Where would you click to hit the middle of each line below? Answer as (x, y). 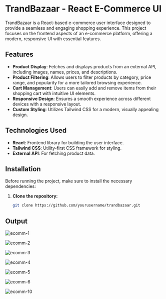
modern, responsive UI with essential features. (53, 39)
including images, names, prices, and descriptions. (65, 72)
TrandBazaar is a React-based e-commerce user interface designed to (78, 23)
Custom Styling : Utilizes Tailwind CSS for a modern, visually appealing (85, 109)
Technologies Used (36, 130)
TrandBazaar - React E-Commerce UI (83, 9)
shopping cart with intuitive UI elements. (54, 93)
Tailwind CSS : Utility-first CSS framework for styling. (67, 148)
